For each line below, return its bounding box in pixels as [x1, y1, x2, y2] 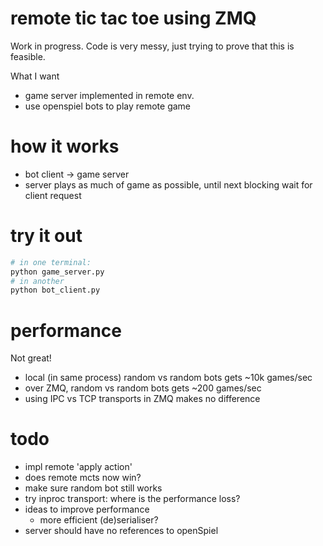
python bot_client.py [10, 285, 101, 296]
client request [24, 189, 82, 201]
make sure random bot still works [24, 482, 163, 494]
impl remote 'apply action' [24, 461, 133, 473]
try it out [10, 225, 83, 247]
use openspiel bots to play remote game [24, 100, 192, 112]
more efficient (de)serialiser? [39, 514, 159, 526]
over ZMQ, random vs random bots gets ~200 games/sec [24, 382, 262, 394]
